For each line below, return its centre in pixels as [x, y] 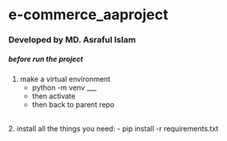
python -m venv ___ [64, 88]
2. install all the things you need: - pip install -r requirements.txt [113, 129]
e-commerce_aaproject [89, 15]
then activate [54, 96]
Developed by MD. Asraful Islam [72, 40]
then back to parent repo [73, 105]
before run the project [46, 58]
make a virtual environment [65, 79]
